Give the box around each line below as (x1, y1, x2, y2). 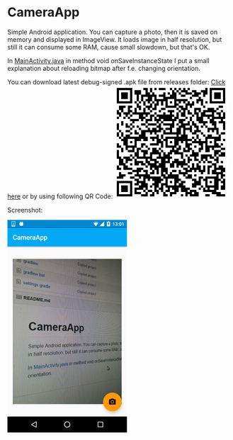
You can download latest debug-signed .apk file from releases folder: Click (7, 77, 226, 86)
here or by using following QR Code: (7, 192, 113, 201)
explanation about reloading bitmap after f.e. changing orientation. (7, 64, 200, 72)
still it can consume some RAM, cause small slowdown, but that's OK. (7, 43, 210, 51)
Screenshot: (7, 205, 43, 214)
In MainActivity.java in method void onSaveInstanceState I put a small (7, 56, 210, 64)
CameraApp (7, 4, 80, 21)
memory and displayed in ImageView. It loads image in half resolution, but (7, 35, 222, 43)
